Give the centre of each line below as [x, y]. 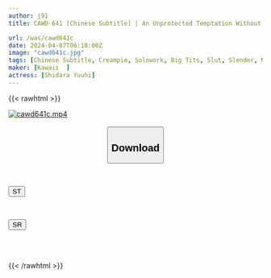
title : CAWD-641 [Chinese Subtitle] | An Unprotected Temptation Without [135, 23]
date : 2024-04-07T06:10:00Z [56, 45]
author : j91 [28, 16]
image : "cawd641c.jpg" [46, 53]
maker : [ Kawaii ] [39, 68]
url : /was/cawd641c [41, 38]
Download [135, 148]
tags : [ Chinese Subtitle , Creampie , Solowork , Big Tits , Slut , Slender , [133, 60]
